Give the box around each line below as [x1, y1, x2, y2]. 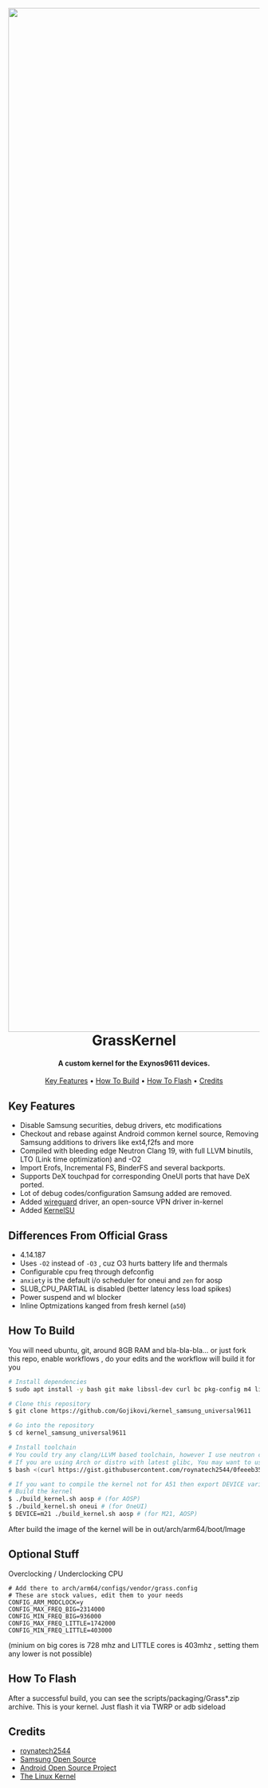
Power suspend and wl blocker [19, 1293, 122, 1302]
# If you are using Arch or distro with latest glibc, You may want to [8, 1458, 251, 1466]
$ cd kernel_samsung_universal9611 [8, 1429, 127, 1438]
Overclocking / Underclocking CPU [8, 1569, 124, 1578]
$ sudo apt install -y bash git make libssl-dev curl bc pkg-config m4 [8, 1385, 251, 1394]
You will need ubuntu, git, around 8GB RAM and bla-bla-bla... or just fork [8, 1345, 246, 1354]
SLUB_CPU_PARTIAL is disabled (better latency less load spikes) [19, 1284, 232, 1294]
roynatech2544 [19, 1746, 71, 1756]
